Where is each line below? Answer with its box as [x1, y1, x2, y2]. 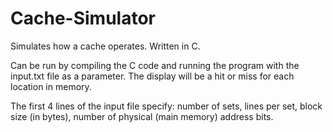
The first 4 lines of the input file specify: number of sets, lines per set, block [10, 100, 323, 112]
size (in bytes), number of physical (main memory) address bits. [10, 110, 274, 122]
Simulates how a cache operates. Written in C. [10, 40, 201, 52]
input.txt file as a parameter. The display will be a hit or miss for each [10, 70, 295, 82]
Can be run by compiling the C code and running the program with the [10, 59, 300, 71]
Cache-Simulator [10, 7, 156, 30]
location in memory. [10, 80, 92, 92]
